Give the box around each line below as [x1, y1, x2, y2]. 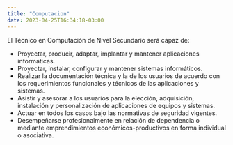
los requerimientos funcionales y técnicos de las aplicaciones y [17, 79, 200, 87]
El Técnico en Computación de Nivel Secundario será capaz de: [7, 36, 190, 44]
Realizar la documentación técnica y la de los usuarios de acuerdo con [17, 71, 220, 80]
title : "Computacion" [7, 10, 70, 17]
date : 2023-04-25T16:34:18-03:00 [7, 17, 104, 24]
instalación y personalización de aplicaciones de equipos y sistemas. [17, 101, 216, 109]
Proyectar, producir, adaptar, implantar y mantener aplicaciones [17, 49, 200, 58]
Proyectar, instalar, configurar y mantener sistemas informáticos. [17, 64, 203, 72]
